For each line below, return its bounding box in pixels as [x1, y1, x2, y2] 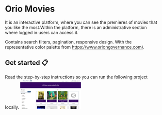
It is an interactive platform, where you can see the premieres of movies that [5, 19, 158, 25]
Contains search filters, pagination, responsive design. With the [5, 39, 132, 44]
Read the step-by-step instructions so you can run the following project [5, 74, 148, 80]
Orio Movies [5, 3, 55, 14]
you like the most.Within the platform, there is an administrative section [5, 24, 147, 30]
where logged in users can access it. [5, 29, 79, 35]
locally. [5, 104, 19, 110]
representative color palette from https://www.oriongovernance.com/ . [5, 44, 145, 50]
